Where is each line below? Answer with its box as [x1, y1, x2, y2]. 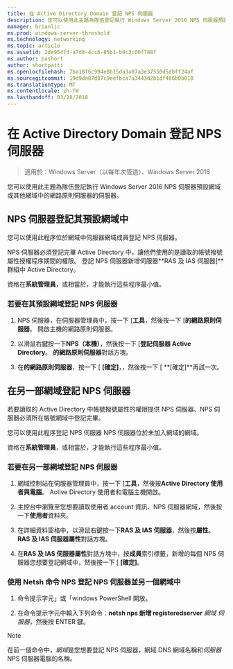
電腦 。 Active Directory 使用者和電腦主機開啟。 [29, 488, 164, 496]
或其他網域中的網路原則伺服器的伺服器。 [7, 191, 123, 199]
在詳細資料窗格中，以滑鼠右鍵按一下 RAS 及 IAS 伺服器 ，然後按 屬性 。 [17, 526, 215, 534]
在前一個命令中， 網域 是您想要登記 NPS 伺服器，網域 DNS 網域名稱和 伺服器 [7, 646, 222, 654]
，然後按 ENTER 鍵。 [29, 618, 90, 626]
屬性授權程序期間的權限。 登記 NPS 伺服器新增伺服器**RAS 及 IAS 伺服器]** [7, 256, 224, 264]
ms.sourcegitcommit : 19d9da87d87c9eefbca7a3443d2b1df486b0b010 [7, 74, 194, 82]
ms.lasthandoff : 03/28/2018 [7, 94, 89, 101]
